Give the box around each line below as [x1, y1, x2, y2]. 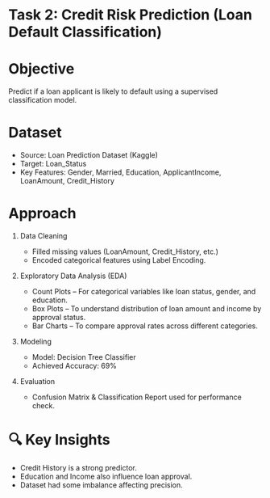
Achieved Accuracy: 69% [31, 361, 117, 370]
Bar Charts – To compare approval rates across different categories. [31, 321, 258, 331]
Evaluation [19, 377, 56, 386]
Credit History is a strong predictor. [19, 462, 137, 472]
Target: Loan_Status [19, 159, 87, 169]
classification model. [8, 95, 77, 105]
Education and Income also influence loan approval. [19, 471, 193, 481]
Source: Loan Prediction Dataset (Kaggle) [19, 150, 159, 160]
